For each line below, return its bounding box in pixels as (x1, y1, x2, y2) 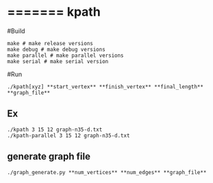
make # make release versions (7, 40, 94, 47)
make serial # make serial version (7, 58, 109, 65)
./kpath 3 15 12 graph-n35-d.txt (7, 126, 103, 133)
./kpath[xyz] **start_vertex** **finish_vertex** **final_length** (7, 83, 204, 90)
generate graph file (7, 151, 91, 162)
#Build (7, 27, 25, 35)
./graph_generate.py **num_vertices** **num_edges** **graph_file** (7, 169, 207, 175)
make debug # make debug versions (7, 46, 106, 53)
